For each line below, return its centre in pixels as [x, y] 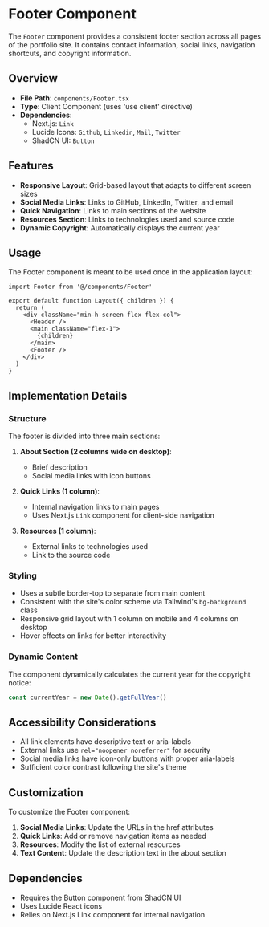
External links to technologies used [90, 547]
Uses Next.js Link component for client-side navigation [123, 515]
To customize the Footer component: [69, 812]
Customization [46, 793]
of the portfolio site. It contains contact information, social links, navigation [132, 44]
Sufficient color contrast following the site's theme [103, 767]
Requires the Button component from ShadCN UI [100, 897]
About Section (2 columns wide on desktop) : [96, 452]
